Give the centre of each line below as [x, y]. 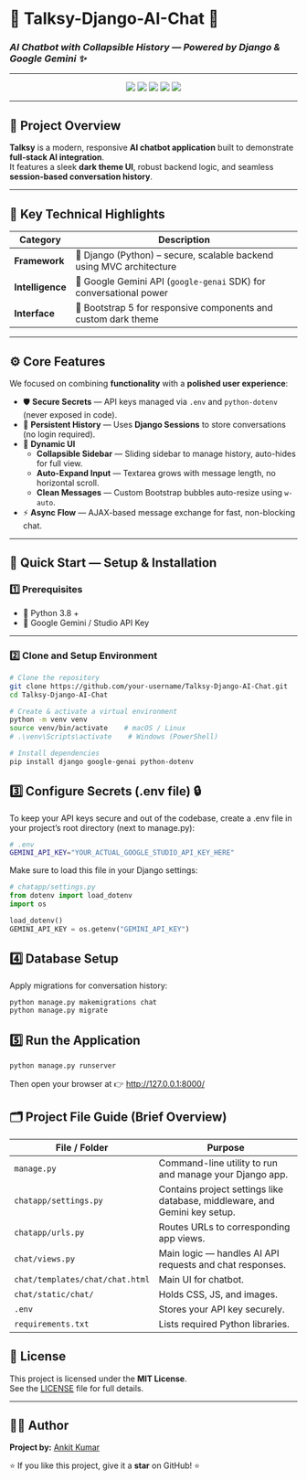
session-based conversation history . [81, 176]
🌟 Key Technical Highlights [88, 214]
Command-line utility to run [218, 1163]
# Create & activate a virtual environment [94, 711]
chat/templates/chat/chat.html [82, 1279]
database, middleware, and [217, 1200]
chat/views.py [45, 1259]
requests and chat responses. [222, 1264]
